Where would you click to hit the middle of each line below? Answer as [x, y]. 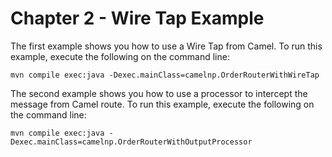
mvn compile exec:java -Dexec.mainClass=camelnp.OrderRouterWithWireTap [165, 75]
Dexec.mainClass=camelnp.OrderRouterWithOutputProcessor [131, 142]
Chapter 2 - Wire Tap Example [137, 18]
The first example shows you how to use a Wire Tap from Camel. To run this [166, 46]
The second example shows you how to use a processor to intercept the [159, 93]
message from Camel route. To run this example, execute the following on [162, 104]
